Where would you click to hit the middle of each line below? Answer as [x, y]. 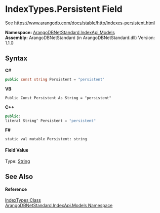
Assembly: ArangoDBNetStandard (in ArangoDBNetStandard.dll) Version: [80, 38]
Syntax [16, 59]
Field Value [17, 150]
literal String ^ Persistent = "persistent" [51, 121]
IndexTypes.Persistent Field [64, 9]
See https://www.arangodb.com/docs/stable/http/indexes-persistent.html [80, 23]
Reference [16, 189]
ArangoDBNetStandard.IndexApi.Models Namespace [59, 206]
